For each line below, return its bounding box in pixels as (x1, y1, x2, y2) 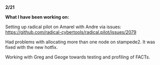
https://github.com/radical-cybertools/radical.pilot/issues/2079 (5, 29, 137, 35)
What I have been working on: (5, 14, 69, 20)
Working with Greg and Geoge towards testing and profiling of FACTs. (5, 54, 150, 60)
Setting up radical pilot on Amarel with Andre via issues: (5, 24, 122, 30)
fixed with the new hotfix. (5, 44, 58, 50)
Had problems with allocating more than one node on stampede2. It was (5, 39, 155, 45)
